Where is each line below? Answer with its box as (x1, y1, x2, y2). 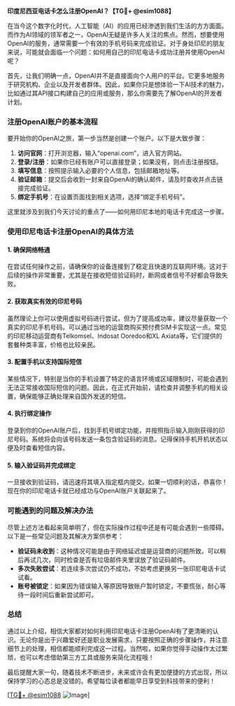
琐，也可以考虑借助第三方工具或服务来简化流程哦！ (7, 653, 155, 661)
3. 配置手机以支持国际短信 (7, 358, 83, 366)
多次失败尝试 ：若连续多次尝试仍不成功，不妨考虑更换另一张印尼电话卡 (17, 564, 220, 572)
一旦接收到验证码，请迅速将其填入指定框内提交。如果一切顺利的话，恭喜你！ (7, 478, 228, 486)
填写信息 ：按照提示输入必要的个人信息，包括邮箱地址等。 (17, 167, 183, 175)
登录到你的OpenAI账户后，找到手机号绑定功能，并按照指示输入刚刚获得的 (7, 426, 219, 435)
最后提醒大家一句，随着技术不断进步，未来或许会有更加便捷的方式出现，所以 (7, 668, 228, 676)
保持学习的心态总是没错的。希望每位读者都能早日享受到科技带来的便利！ (7, 677, 215, 685)
